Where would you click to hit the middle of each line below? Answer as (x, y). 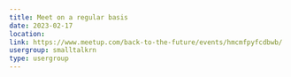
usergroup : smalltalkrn (53, 50)
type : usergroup (39, 58)
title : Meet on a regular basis (69, 17)
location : (27, 34)
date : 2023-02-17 (41, 26)
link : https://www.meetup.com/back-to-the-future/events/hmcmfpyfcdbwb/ (146, 42)
